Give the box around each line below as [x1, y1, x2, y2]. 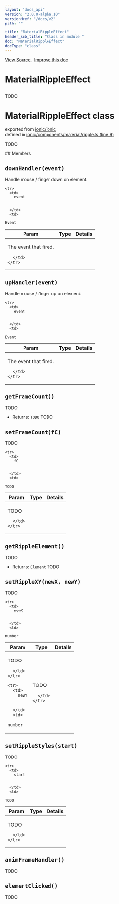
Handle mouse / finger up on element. [5, 291, 82, 296]
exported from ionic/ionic [5, 126, 56, 132]
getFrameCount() [5, 393, 55, 400]
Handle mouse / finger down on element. [5, 176, 88, 182]
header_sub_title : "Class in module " [5, 34, 84, 39]
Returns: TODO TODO [12, 415, 53, 420]
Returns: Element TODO [12, 564, 60, 570]
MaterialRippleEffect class [5, 110, 115, 122]
